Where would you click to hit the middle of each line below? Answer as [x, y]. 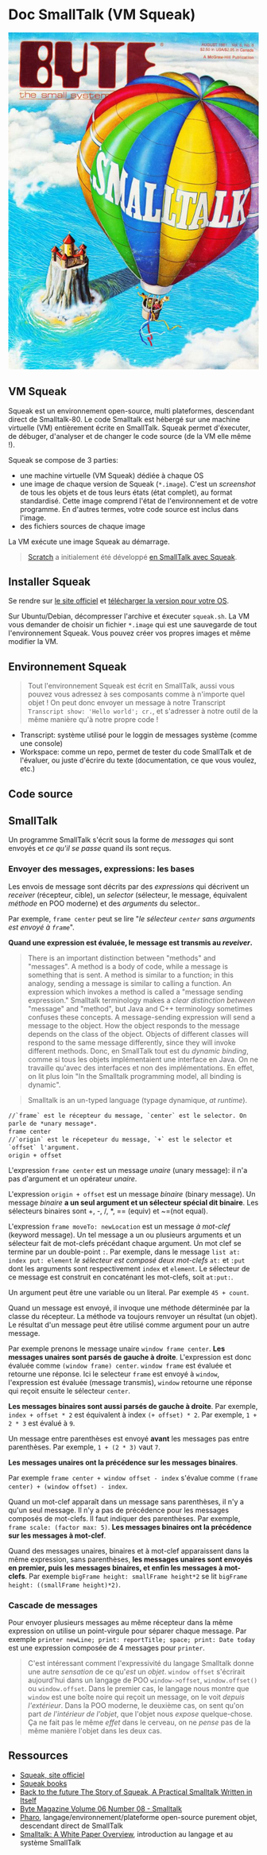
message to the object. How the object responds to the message [133, 1025]
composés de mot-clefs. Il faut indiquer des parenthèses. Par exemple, [124, 1518]
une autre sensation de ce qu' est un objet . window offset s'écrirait [136, 1672]
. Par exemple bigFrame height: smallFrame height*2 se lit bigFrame [136, 1576]
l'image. [33, 518]
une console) [41, 743]
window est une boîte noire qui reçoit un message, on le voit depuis [136, 1697]
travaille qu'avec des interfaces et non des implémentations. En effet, [141, 1068]
